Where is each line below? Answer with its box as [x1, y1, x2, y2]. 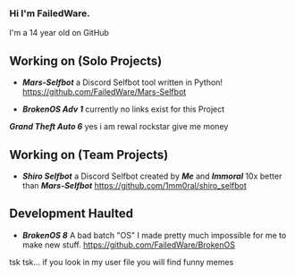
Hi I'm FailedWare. [9, 7, 91, 20]
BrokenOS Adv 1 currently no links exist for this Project [21, 104, 225, 114]
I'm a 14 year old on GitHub [9, 28, 110, 38]
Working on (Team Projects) [9, 146, 169, 163]
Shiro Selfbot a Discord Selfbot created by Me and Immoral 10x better [21, 171, 282, 181]
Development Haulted [9, 206, 134, 222]
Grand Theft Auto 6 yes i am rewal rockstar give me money [9, 121, 229, 132]
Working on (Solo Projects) [9, 53, 163, 69]
